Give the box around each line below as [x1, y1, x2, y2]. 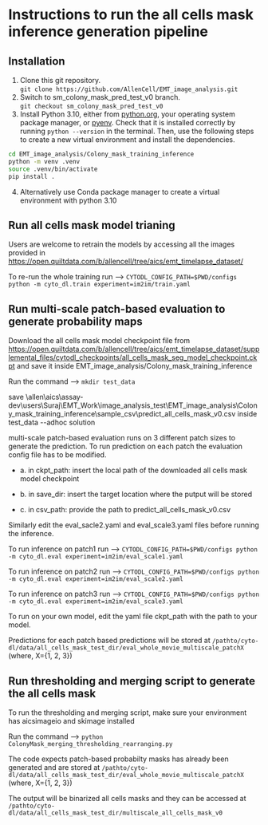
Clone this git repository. [19, 76, 101, 85]
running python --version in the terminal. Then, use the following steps [19, 126, 254, 136]
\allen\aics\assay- [25, 393, 84, 402]
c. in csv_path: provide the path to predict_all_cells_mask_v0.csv [19, 505, 231, 515]
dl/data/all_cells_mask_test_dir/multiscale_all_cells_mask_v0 [8, 808, 223, 817]
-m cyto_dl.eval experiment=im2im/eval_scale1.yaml [8, 553, 183, 561]
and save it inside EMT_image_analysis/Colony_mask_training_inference [17, 361, 253, 371]
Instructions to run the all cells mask [8, 6, 254, 24]
